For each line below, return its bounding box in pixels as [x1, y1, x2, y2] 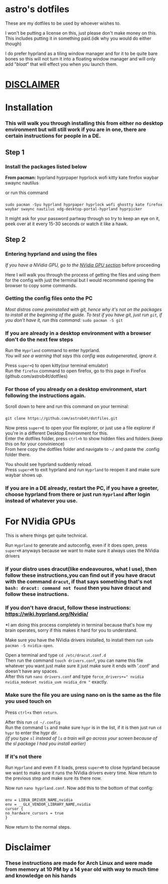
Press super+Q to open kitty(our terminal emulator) [5, 363, 109, 369]
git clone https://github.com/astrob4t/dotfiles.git [5, 416, 118, 421]
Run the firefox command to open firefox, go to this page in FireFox [5, 368, 146, 374]
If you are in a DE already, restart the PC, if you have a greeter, [5, 485, 159, 492]
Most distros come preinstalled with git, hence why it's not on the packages [5, 306, 162, 312]
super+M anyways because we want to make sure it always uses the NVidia [5, 548, 159, 554]
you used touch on [5, 698, 52, 705]
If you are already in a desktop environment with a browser [5, 329, 151, 336]
